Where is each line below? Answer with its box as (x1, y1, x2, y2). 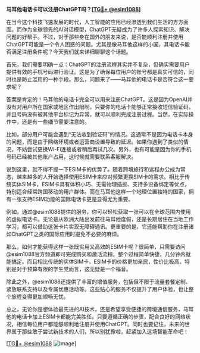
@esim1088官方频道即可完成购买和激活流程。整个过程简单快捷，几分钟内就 (6, 251, 192, 258)
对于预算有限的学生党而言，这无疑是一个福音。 (16, 265, 132, 273)
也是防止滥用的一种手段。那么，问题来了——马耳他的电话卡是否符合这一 (11, 76, 189, 83)
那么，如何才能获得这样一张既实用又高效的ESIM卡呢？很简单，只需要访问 (6, 243, 186, 250)
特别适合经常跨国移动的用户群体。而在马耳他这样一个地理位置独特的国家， (6, 188, 189, 195)
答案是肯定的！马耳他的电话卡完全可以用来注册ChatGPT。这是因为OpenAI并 (6, 96, 193, 103)
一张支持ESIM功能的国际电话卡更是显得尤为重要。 (11, 196, 134, 202)
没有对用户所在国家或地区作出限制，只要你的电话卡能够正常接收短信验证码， (6, 104, 194, 110)
